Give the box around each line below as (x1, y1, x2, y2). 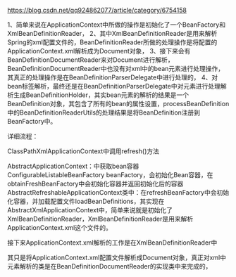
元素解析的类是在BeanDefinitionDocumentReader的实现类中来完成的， (7, 262, 212, 270)
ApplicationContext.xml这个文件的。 (7, 224, 113, 231)
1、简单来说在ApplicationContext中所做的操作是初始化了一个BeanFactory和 (7, 20, 226, 29)
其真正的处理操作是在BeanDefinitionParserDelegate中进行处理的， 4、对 (7, 73, 218, 82)
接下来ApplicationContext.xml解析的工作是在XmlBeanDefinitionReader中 (7, 238, 218, 247)
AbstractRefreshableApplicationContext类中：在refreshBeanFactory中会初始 (7, 188, 230, 196)
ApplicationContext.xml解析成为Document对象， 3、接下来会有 (7, 47, 191, 55)
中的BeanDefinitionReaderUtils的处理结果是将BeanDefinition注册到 (7, 108, 201, 117)
